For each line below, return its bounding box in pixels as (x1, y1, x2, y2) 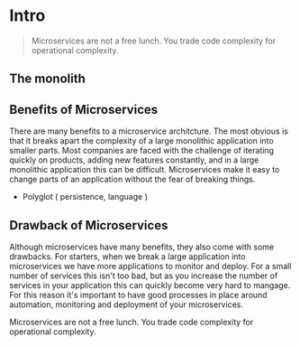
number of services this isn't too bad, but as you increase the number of (9, 270, 278, 281)
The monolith (9, 71, 86, 87)
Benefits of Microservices (9, 101, 159, 117)
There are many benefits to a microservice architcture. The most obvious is (9, 126, 288, 136)
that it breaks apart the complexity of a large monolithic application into (9, 136, 274, 146)
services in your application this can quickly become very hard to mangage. (9, 279, 291, 290)
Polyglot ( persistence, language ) (22, 192, 149, 202)
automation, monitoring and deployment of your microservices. (9, 299, 243, 310)
